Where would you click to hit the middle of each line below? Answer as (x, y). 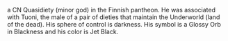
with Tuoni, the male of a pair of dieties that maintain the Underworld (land (114, 17)
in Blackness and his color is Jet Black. (63, 31)
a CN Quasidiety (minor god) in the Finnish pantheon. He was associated (112, 10)
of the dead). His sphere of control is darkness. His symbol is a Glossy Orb (114, 24)
